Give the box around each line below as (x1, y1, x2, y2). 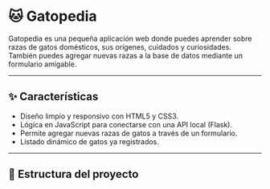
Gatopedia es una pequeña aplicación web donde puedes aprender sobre (8, 34, 252, 43)
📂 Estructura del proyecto (8, 167, 139, 181)
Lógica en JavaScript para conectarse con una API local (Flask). (19, 119, 233, 129)
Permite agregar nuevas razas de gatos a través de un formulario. (19, 128, 238, 138)
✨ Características (8, 90, 99, 103)
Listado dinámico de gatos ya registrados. (19, 136, 159, 147)
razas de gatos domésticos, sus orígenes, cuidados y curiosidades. (8, 42, 231, 51)
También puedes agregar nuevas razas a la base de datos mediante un (8, 50, 243, 60)
